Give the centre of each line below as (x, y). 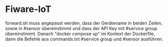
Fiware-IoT (28, 9)
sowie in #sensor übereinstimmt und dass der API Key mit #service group (81, 28)
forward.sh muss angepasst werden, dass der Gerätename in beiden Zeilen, (84, 23)
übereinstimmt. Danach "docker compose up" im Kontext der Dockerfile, (80, 33)
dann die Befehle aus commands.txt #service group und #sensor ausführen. (84, 39)
